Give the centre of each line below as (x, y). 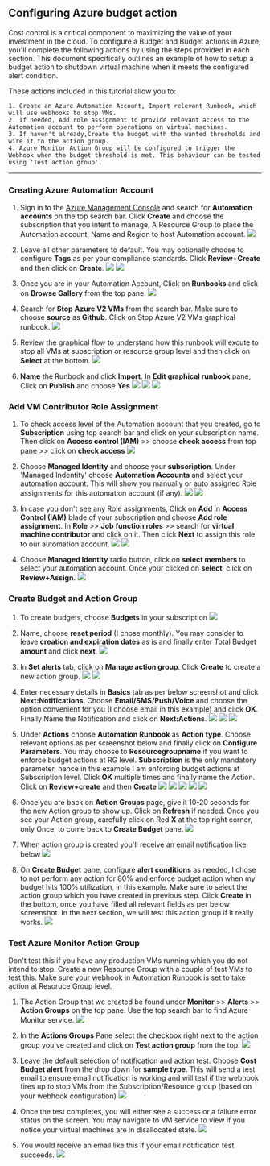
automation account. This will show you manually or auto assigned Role (138, 483)
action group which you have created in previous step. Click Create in (135, 895)
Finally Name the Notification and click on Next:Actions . (113, 718)
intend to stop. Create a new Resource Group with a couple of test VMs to (131, 969)
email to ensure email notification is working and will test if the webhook (139, 1078)
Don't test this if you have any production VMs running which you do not (128, 961)
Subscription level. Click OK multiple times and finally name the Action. (137, 777)
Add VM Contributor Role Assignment (84, 407)
